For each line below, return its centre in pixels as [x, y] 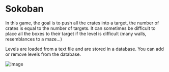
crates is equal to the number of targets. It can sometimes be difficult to [80, 28]
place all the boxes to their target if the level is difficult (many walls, [76, 33]
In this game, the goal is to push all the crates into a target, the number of [82, 23]
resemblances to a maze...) [34, 39]
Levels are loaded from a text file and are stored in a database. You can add [84, 49]
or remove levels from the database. [43, 54]
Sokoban [24, 9]
